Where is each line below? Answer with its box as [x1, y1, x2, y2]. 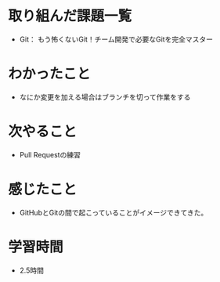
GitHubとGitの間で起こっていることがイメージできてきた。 [19, 208, 208, 217]
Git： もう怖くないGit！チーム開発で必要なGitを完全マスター [19, 34, 214, 44]
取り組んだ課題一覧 [8, 7, 132, 25]
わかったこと [8, 65, 92, 83]
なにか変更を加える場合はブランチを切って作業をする [19, 92, 191, 102]
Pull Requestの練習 [19, 150, 81, 159]
